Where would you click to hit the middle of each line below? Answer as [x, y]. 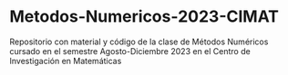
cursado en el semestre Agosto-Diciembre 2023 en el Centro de [130, 51]
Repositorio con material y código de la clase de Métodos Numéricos [139, 42]
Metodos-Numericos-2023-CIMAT [144, 17]
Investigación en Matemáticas [66, 61]
